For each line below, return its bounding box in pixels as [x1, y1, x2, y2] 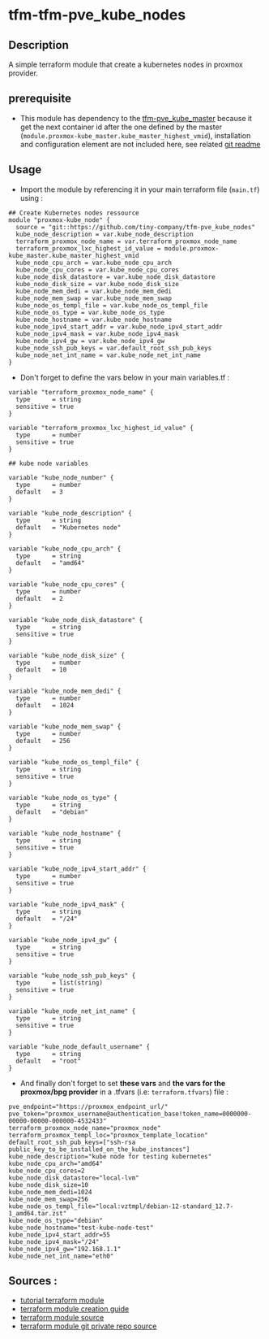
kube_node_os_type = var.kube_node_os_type [15, 308, 164, 316]
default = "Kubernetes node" [15, 523, 122, 532]
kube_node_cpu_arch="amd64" [8, 1159, 104, 1167]
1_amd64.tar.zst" [8, 1209, 67, 1217]
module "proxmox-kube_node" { [8, 215, 111, 224]
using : [19, 193, 43, 202]
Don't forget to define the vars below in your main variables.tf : [19, 372, 230, 382]
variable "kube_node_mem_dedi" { [8, 687, 122, 695]
